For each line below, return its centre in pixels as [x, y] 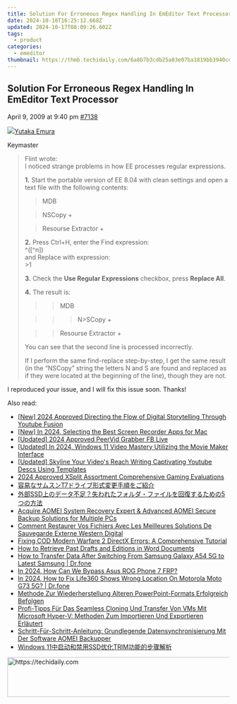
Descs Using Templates [52, 469]
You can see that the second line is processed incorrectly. [109, 346]
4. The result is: [47, 292]
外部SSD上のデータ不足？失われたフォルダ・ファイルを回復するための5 [121, 494]
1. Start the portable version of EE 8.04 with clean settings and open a [126, 180]
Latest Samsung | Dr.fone [54, 563]
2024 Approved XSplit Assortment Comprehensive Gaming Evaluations [121, 476]
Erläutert [30, 623]
